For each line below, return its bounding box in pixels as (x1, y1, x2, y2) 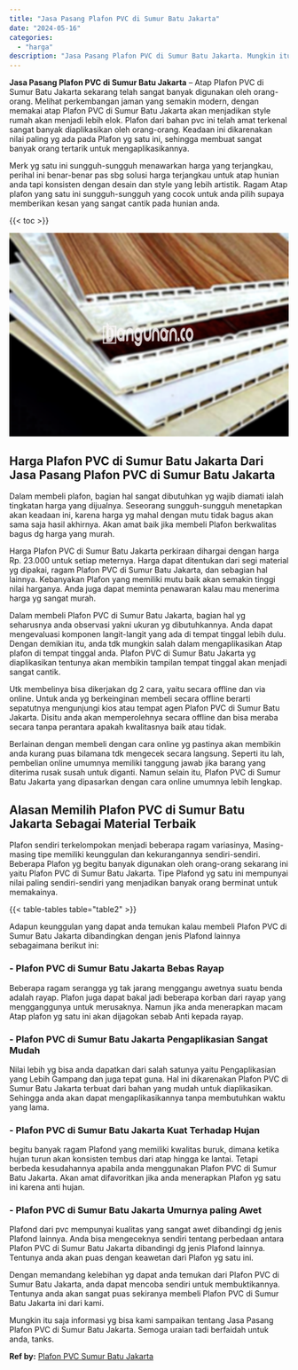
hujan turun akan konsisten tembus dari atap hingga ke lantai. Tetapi (9, 1153, 259, 1164)
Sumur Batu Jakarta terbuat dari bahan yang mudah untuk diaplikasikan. (9, 1083, 273, 1093)
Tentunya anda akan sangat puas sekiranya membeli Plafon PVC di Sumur (9, 1288, 279, 1299)
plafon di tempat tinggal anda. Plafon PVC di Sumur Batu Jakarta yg (9, 648, 256, 658)
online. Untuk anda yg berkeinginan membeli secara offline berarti (9, 693, 251, 705)
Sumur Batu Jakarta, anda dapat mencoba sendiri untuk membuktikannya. (9, 1279, 281, 1290)
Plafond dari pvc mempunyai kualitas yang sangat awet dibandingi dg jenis (9, 1224, 282, 1235)
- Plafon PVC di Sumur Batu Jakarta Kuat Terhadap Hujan (9, 1123, 260, 1136)
